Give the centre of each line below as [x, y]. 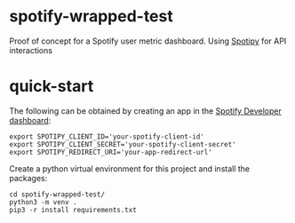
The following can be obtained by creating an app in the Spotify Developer [145, 111]
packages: [28, 178]
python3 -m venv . [43, 202]
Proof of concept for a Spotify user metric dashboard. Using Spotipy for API [148, 41]
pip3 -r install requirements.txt [73, 210]
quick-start [52, 87]
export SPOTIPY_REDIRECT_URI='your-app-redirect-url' [111, 152]
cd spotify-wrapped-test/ [57, 194]
